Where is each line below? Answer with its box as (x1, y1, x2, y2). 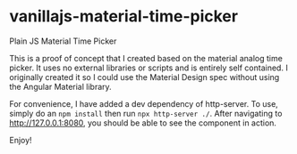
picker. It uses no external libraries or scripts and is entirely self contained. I (9, 62, 288, 73)
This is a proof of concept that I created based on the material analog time (9, 53, 284, 63)
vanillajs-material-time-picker (9, 6, 239, 27)
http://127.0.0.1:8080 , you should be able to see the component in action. (9, 118, 277, 128)
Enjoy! (9, 134, 33, 145)
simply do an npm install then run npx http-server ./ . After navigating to (9, 108, 283, 118)
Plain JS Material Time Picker (9, 36, 117, 46)
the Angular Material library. (9, 81, 112, 92)
